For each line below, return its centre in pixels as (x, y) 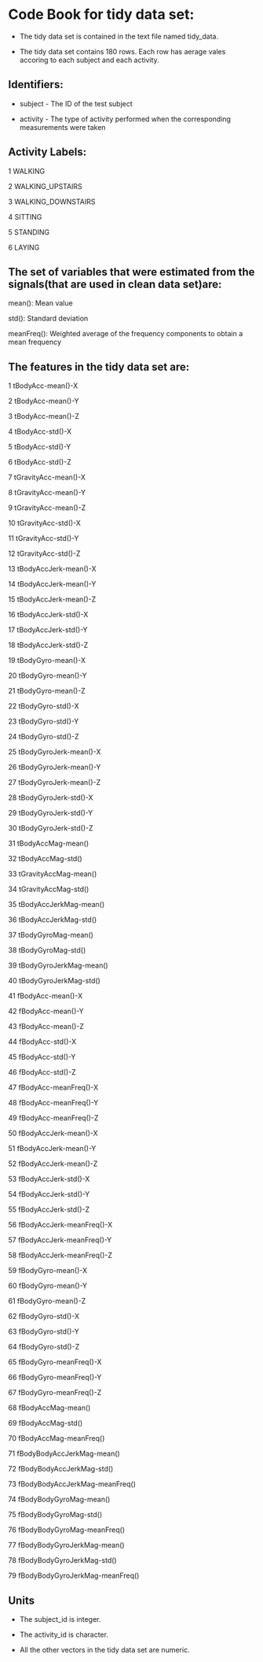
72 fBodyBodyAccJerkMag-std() (61, 1469)
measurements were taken (62, 127)
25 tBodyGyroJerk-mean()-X (55, 752)
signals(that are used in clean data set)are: (115, 284)
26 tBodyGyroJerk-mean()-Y (55, 767)
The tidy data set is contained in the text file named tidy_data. (119, 36)
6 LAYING (24, 247)
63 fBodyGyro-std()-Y (44, 1331)
